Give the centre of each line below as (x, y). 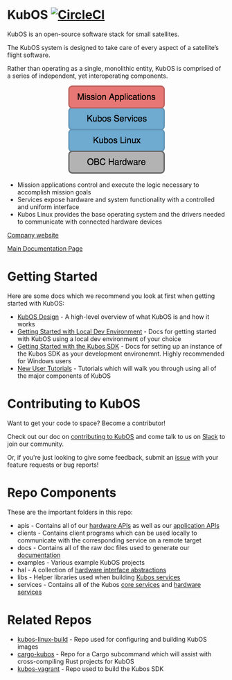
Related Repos (50, 620)
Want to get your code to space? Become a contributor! (87, 423)
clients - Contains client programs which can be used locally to (107, 533)
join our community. (36, 444)
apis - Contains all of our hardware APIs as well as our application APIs (118, 525)
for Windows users (44, 360)
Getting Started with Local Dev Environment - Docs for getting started (117, 331)
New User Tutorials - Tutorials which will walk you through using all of (117, 368)
